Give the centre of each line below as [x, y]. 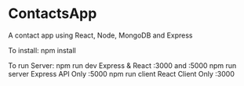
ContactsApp [53, 14]
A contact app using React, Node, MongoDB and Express [100, 35]
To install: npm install [42, 50]
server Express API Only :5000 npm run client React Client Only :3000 [122, 73]
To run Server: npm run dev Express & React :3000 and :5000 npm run [122, 65]
